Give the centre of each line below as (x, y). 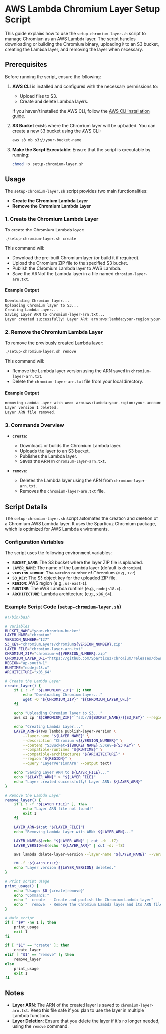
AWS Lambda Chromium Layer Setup (83, 9)
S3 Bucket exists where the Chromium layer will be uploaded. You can (84, 125)
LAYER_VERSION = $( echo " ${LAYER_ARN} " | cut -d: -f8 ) (69, 845)
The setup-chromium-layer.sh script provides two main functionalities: (76, 191)
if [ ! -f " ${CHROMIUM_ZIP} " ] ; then (53, 690)
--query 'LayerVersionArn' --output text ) (67, 764)
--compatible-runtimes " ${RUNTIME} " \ (63, 749)
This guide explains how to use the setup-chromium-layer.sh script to (76, 33)
